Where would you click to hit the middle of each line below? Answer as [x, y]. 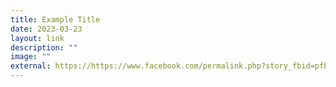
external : [31, 66]
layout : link [37, 38]
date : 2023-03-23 [46, 29]
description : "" [44, 47]
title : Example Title [55, 19]
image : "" [31, 57]
